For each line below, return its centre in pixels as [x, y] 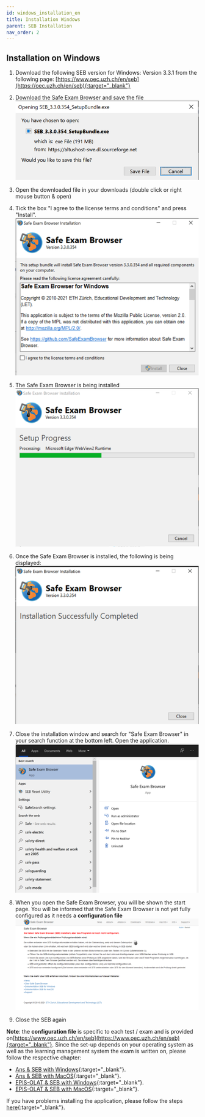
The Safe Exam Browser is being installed [67, 385]
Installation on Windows [53, 58]
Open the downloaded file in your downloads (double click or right [98, 189]
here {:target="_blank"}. [36, 1107]
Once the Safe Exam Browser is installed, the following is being [94, 556]
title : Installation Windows [43, 19]
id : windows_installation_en [43, 13]
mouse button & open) [43, 196]
